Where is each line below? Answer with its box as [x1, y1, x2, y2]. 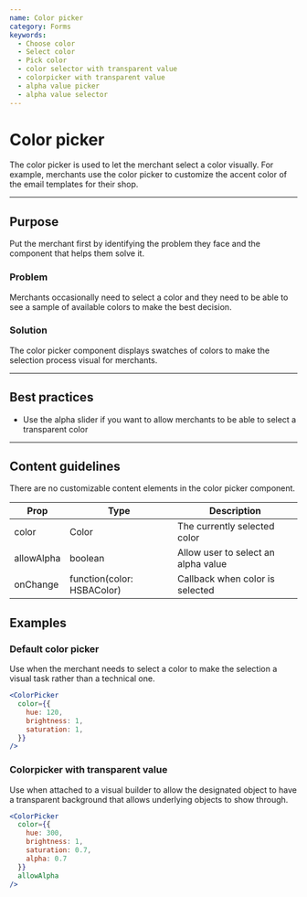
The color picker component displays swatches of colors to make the [9, 345, 270, 356]
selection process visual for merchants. [9, 354, 158, 366]
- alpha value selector [17, 90, 108, 99]
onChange [14, 578, 59, 591]
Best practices [9, 390, 94, 405]
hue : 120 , [26, 708, 64, 717]
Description [208, 505, 262, 518]
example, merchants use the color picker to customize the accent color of [9, 169, 288, 180]
